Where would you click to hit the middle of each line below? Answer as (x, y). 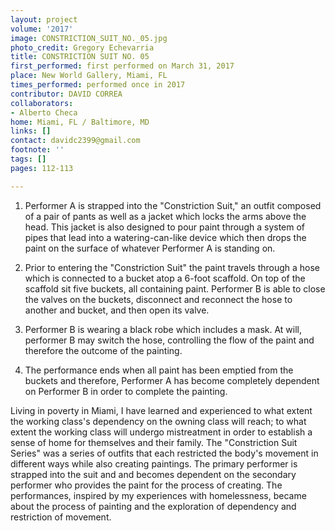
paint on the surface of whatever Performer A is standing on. (150, 248)
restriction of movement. (61, 517)
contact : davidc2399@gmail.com (75, 141)
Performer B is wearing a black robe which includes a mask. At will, (163, 329)
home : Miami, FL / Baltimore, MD (80, 122)
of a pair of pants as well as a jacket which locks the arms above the (165, 216)
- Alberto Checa (44, 112)
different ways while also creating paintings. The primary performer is (154, 463)
